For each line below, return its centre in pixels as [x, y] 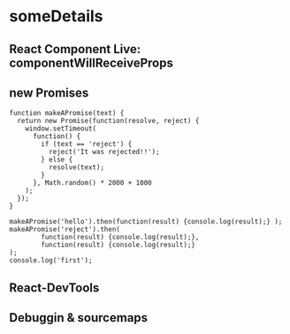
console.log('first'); [51, 260]
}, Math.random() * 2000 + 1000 [92, 183]
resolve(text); [76, 167]
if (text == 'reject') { [87, 144]
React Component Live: [75, 49]
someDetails [56, 16]
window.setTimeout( [61, 129]
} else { [57, 160]
